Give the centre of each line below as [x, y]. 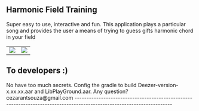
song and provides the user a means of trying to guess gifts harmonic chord [100, 30]
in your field [21, 37]
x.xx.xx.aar [20, 91]
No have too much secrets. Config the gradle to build [71, 85]
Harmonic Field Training [52, 10]
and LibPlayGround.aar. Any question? [81, 91]
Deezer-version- [158, 85]
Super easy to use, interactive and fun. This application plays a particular [96, 24]
